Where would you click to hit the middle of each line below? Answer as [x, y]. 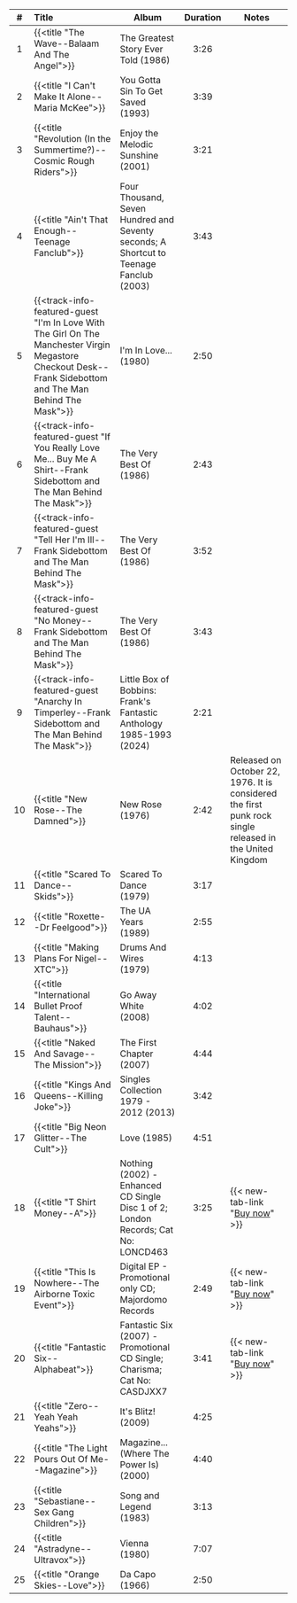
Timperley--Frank [72, 712]
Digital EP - [144, 1266]
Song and [140, 1495]
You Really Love [67, 448]
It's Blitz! [138, 1411]
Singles [135, 1079]
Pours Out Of [61, 1459]
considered [253, 794]
